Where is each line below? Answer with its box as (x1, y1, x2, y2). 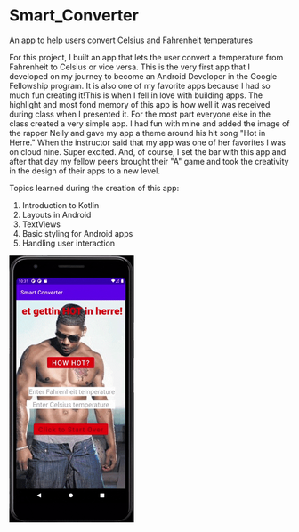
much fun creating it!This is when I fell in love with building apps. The (9, 90, 263, 101)
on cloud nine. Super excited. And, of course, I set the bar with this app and (9, 146, 287, 157)
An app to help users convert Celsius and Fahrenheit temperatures (9, 35, 254, 45)
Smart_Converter (9, 5, 140, 26)
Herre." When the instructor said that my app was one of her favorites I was (9, 137, 287, 148)
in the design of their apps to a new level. (9, 165, 160, 176)
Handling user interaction (21, 238, 116, 248)
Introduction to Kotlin (21, 199, 100, 210)
